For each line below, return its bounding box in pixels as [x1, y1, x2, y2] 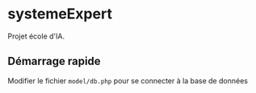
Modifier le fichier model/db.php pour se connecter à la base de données [7, 75, 248, 85]
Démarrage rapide [7, 55, 102, 68]
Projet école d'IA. [7, 31, 65, 41]
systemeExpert [7, 5, 112, 23]
